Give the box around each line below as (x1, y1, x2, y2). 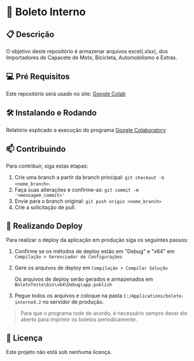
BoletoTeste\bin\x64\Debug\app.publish (14, 282, 113, 288)
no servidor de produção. (42, 298, 104, 305)
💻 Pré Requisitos (6, 71, 70, 81)
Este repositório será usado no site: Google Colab (6, 90, 126, 97)
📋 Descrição (6, 29, 55, 39)
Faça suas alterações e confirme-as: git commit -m (14, 186, 139, 193)
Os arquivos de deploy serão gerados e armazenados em (14, 275, 154, 283)
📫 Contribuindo (6, 144, 66, 154)
